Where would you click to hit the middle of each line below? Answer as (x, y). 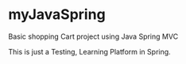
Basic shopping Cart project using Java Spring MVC (93, 36)
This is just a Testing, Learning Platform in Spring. (89, 51)
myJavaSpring (57, 15)
